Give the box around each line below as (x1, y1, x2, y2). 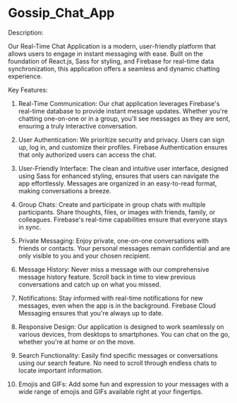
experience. (8, 72, 43, 80)
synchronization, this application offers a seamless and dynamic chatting (8, 64, 220, 73)
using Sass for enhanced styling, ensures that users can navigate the (18, 172, 219, 180)
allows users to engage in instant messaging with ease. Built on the (8, 49, 204, 58)
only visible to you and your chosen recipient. (18, 251, 151, 260)
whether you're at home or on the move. (18, 337, 136, 346)
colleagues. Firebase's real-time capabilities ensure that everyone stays (18, 215, 228, 224)
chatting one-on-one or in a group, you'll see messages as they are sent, (18, 114, 231, 123)
